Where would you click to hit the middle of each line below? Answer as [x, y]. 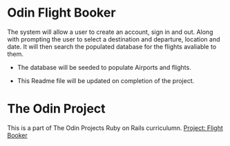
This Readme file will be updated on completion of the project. [106, 80]
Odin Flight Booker [61, 13]
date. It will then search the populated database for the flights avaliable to [112, 46]
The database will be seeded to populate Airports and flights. [104, 67]
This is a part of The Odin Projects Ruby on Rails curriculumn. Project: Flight [115, 128]
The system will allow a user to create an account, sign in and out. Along [110, 32]
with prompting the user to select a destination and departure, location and [114, 39]
